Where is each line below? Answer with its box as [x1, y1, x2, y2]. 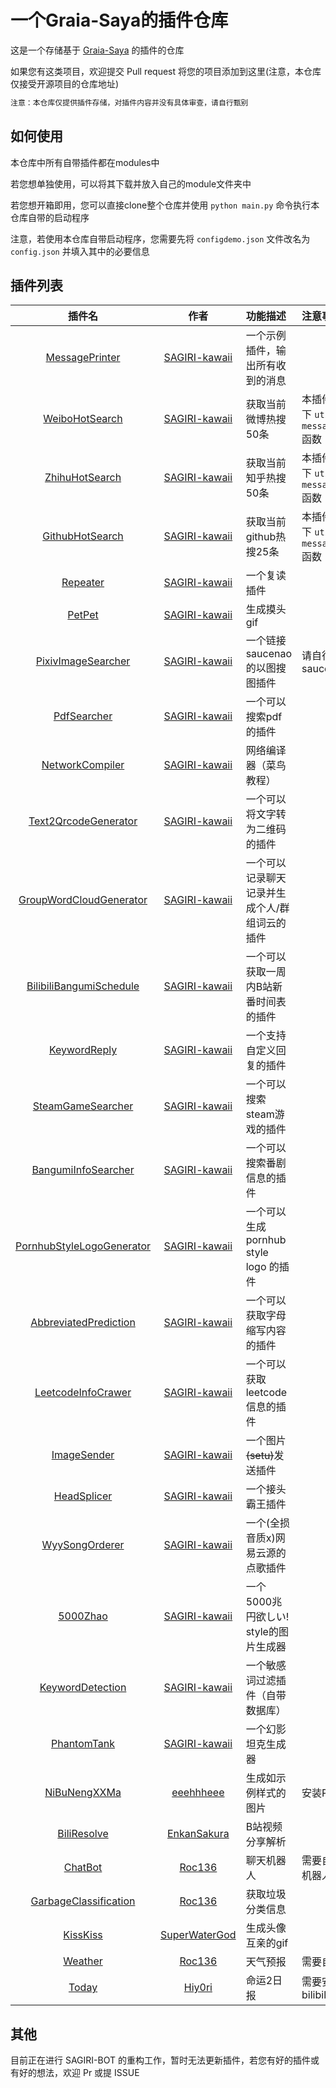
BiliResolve [57, 1827, 109, 1841]
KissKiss [63, 1928, 103, 1942]
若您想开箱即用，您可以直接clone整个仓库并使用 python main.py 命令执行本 [10, 199, 320, 211]
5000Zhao [58, 1609, 108, 1623]
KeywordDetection [39, 1681, 127, 1695]
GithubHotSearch [42, 529, 124, 543]
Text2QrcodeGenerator [28, 814, 138, 828]
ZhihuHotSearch [44, 471, 122, 485]
